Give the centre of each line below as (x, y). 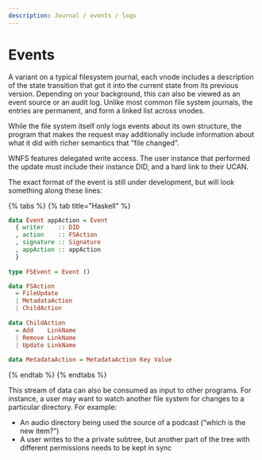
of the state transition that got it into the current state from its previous (123, 85)
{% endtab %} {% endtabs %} (58, 375)
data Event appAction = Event (58, 220)
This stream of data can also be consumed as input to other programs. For (130, 390)
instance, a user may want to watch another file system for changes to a (126, 399)
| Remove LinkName (46, 338)
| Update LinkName (46, 345)
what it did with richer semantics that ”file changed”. (94, 143)
